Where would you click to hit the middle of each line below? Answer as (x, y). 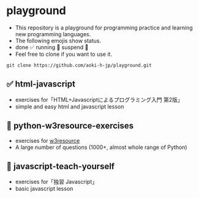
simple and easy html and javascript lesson (69, 106)
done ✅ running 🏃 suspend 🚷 (52, 47)
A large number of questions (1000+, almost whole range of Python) (101, 147)
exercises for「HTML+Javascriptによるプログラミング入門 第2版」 (99, 99)
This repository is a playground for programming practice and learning (104, 28)
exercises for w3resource (47, 140)
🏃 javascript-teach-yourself (61, 166)
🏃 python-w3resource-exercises (70, 126)
